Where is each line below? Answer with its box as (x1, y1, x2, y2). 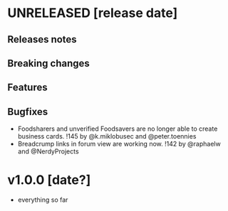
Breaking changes (7, 57, 90, 69)
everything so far (17, 195, 68, 204)
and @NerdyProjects (17, 147, 80, 156)
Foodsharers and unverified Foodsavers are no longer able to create (17, 124, 218, 133)
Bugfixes (7, 105, 48, 118)
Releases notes (7, 33, 77, 45)
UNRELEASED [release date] (7, 5, 178, 21)
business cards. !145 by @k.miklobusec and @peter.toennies (17, 132, 197, 141)
